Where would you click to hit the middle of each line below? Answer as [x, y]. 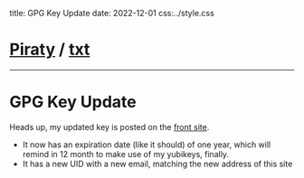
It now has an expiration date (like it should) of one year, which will [147, 145]
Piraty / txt [50, 50]
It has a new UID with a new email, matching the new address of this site [157, 164]
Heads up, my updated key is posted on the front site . [109, 126]
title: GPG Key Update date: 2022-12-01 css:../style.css [112, 13]
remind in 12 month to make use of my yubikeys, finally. [125, 154]
